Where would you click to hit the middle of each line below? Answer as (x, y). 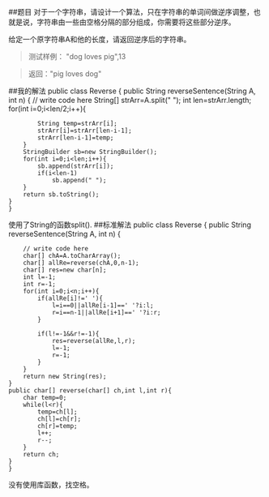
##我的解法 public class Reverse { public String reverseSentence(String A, (132, 91)
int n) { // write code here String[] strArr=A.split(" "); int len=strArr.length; (130, 100)
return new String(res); (65, 376)
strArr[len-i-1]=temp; (76, 138)
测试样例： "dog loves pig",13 (77, 56)
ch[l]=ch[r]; (60, 419)
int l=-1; (40, 277)
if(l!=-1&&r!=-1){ (68, 334)
